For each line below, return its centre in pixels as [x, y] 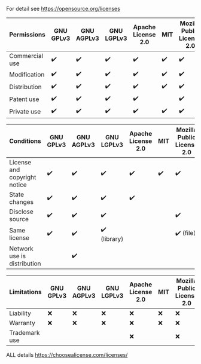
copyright [23, 177]
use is [17, 256]
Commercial [26, 56]
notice [18, 185]
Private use [25, 111]
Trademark [25, 333]
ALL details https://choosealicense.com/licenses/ [67, 355]
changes [22, 202]
